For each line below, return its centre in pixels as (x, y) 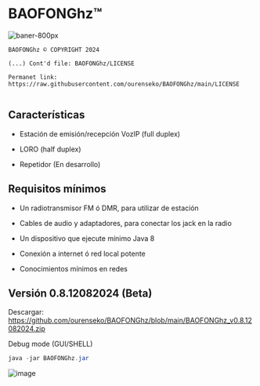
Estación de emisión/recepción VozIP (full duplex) (100, 133)
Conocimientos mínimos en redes (73, 268)
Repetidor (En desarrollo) (60, 164)
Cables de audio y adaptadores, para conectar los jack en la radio (126, 223)
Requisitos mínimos (58, 189)
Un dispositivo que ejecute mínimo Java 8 (87, 238)
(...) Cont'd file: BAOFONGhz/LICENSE (71, 64)
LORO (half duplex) (50, 149)
